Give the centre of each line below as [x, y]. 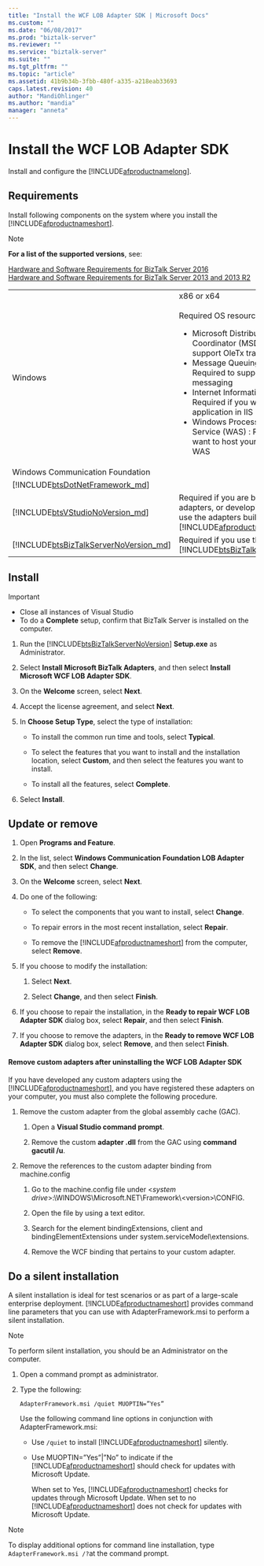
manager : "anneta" [38, 111]
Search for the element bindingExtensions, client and [117, 1228]
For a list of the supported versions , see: [75, 253]
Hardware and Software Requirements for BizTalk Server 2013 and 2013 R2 [130, 277]
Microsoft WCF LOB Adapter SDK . [75, 676]
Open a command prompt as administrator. [89, 1375]
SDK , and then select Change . [69, 866]
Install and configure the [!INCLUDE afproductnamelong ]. [100, 171]
